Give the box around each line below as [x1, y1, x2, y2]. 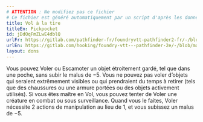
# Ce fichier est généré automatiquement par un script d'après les [6, 14, 182, 21]
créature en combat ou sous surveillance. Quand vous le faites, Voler [6, 97, 178, 104]
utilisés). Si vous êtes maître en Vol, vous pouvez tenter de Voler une [6, 90, 177, 97]
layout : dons [6, 48, 39, 54]
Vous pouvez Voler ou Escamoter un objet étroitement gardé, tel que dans [6, 65, 190, 72]
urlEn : [6, 43, 23, 49]
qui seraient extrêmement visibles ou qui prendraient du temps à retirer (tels [6, 77, 196, 85]
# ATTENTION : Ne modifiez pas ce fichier [6, 8, 115, 15]
